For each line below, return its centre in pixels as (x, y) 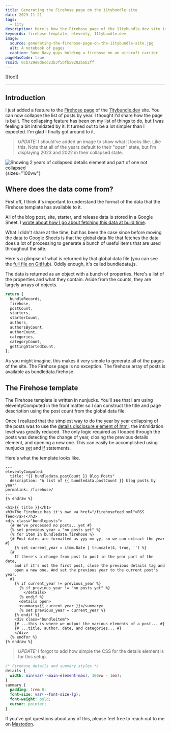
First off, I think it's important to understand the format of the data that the (83, 201)
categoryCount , (26, 341)
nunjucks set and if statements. (38, 448)
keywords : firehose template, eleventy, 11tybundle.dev (66, 34)
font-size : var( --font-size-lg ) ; (45, 695)
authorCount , (24, 332)
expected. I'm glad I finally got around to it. (50, 132)
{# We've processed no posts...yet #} (51, 525)
